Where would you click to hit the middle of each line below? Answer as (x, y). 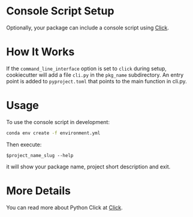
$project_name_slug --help (40, 155)
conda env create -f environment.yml (53, 133)
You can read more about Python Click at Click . (64, 207)
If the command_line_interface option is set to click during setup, (86, 68)
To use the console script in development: (58, 122)
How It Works (40, 52)
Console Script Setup (60, 11)
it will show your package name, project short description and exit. (88, 167)
